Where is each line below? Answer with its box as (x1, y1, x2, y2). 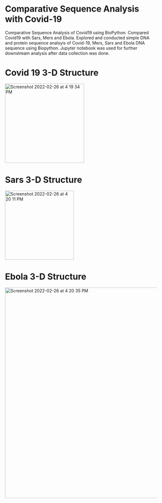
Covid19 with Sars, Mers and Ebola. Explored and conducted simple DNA (5, 35, 150, 41)
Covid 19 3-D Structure (5, 67, 99, 78)
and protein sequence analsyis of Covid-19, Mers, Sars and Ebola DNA (5, 40, 145, 46)
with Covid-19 (5, 14, 62, 25)
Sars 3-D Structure (5, 174, 82, 185)
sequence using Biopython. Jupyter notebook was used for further (5, 45, 137, 51)
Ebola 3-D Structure (5, 271, 87, 282)
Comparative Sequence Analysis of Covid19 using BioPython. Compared (5, 30, 149, 35)
